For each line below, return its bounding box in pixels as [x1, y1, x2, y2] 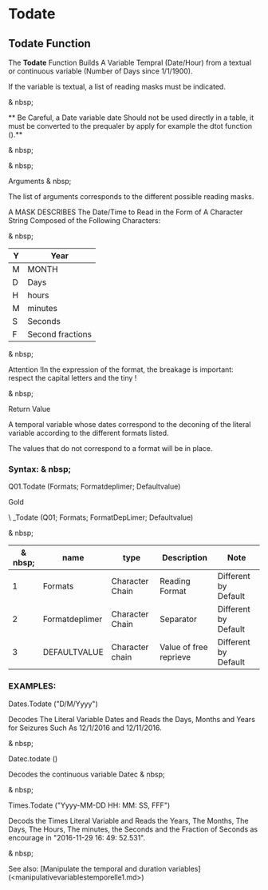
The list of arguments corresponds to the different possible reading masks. [8, 192, 254, 201]
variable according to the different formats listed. [8, 429, 169, 437]
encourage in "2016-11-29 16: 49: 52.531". [8, 832, 146, 842]
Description [162, 553, 207, 564]
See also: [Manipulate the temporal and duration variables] [8, 864, 201, 873]
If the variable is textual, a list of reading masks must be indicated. [8, 82, 226, 91]
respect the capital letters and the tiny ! [8, 373, 137, 382]
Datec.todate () [8, 753, 58, 764]
